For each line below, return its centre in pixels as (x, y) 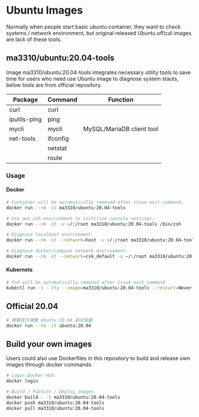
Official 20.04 (32, 306)
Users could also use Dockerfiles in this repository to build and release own (98, 358)
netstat (57, 148)
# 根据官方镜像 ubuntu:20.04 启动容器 (49, 320)
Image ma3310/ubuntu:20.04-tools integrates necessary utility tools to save (99, 72)
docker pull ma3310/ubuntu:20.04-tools (55, 408)
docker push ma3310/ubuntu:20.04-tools (55, 403)
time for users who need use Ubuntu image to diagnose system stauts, (92, 78)
